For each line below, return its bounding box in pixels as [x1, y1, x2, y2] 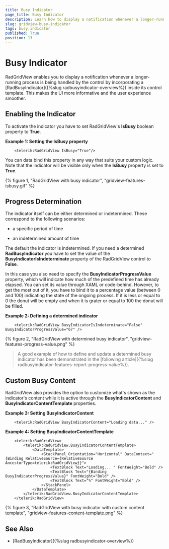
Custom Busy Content [5, 376, 76, 385]
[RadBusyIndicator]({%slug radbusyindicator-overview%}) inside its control [5, 84, 162, 91]
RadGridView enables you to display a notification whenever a [5, 74, 134, 80]
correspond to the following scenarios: [5, 216, 86, 222]
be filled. [5, 303, 24, 309]
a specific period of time [12, 226, 63, 232]
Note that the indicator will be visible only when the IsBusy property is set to [5, 162, 164, 168]
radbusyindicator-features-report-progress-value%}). [17, 362, 129, 368]
